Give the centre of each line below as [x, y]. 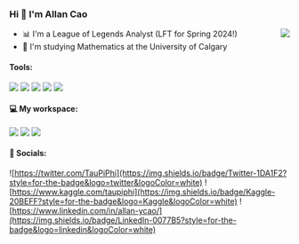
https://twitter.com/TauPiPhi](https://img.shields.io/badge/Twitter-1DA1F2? [151, 173]
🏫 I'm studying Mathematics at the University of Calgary [125, 47]
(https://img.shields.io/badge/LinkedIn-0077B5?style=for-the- [123, 220]
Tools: [21, 67]
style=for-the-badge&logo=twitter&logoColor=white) [106, 182]
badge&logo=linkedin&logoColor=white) [83, 229]
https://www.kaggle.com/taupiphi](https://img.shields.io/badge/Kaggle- [144, 192]
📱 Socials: [28, 153]
